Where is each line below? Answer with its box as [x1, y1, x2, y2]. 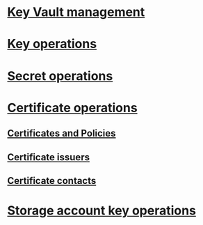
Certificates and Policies [7, 127, 116, 139]
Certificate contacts [7, 175, 97, 187]
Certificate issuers [7, 151, 90, 163]
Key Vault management [7, 4, 145, 20]
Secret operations [7, 68, 113, 84]
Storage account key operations [7, 203, 197, 219]
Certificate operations [7, 100, 138, 116]
